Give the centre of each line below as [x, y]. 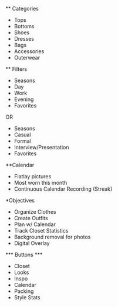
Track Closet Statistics [41, 231]
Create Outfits [31, 218]
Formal [22, 141]
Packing [24, 291]
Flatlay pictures [33, 176]
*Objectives [20, 200]
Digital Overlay [32, 243]
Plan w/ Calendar [35, 224]
